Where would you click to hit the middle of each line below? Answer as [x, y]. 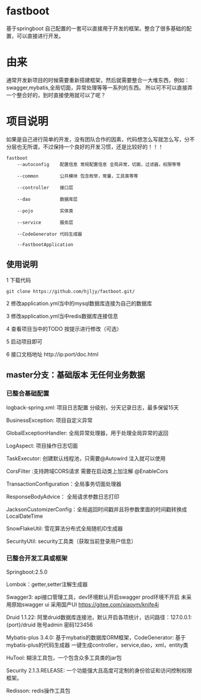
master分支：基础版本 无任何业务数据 [76, 375]
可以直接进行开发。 [40, 36]
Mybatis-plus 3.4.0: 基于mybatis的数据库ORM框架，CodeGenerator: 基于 [96, 637]
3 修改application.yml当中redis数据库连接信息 [62, 316]
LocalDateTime [25, 516]
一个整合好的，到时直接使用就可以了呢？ [56, 95]
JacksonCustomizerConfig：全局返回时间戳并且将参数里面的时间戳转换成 [97, 509]
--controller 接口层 [45, 188]
